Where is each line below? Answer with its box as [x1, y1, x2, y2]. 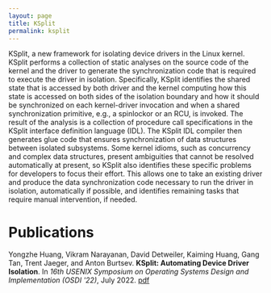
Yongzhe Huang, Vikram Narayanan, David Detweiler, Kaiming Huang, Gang [8, 249, 260, 259]
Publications [8, 223, 94, 241]
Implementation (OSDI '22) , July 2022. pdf [8, 275, 150, 285]
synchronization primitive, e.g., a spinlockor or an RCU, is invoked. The [8, 109, 244, 119]
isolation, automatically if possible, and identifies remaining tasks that [8, 186, 240, 196]
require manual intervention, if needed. [8, 195, 138, 204]
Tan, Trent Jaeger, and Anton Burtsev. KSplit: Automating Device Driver [8, 258, 250, 268]
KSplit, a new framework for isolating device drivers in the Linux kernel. [8, 49, 245, 59]
